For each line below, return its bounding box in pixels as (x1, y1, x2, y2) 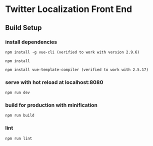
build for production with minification (5, 101, 97, 108)
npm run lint (5, 136, 32, 141)
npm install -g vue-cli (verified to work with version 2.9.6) (5, 49, 140, 54)
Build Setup (5, 23, 42, 32)
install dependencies (5, 38, 57, 45)
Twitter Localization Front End (5, 3, 132, 15)
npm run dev (5, 90, 30, 95)
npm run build (5, 113, 35, 118)
